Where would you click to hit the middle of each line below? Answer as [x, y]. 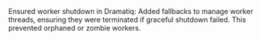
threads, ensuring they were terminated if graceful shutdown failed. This [127, 20]
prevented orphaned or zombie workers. [75, 28]
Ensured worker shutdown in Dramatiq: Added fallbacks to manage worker [131, 11]
